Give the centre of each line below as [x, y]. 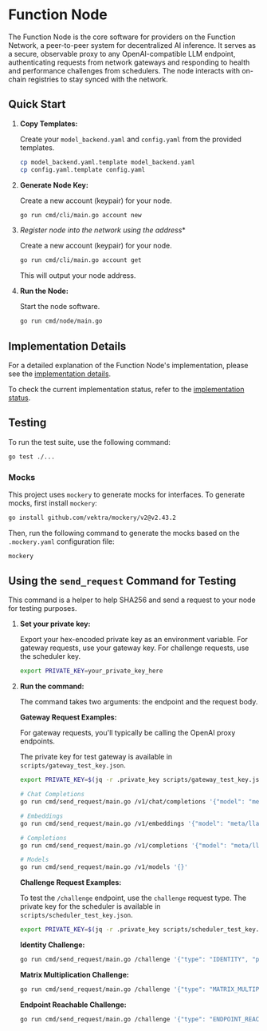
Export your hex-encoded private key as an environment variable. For [134, 640]
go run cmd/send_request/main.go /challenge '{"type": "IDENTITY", [134, 960]
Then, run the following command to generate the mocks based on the [124, 533]
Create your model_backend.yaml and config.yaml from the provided [130, 139]
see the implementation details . [60, 374]
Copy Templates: [49, 123]
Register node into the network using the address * [102, 230]
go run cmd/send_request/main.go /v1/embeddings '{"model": [122, 823]
